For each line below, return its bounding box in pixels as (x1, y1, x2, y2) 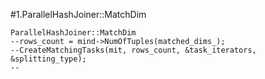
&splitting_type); (10, 54, 87, 64)
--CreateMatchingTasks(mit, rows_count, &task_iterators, (10, 45, 257, 55)
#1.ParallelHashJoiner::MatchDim (10, 9, 147, 20)
